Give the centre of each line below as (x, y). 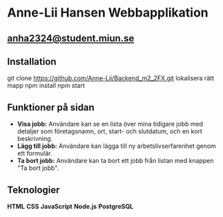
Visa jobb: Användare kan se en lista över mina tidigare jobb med (110, 124)
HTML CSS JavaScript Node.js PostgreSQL (70, 207)
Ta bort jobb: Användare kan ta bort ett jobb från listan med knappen (115, 161)
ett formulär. (35, 153)
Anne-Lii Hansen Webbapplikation (108, 13)
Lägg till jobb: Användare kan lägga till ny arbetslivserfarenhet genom (116, 146)
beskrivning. (35, 139)
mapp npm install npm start (46, 86)
